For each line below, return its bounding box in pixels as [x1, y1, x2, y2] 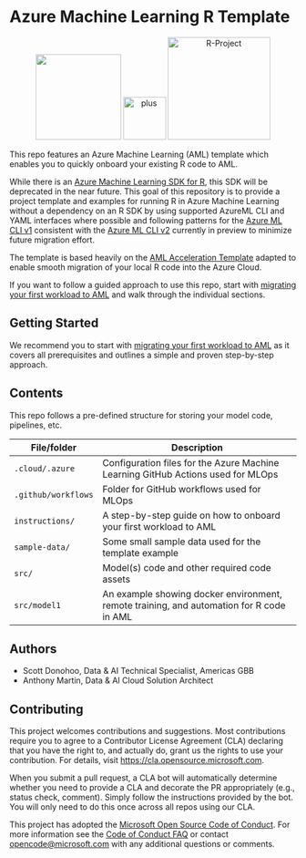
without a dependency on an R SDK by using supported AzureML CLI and [9, 205, 285, 216]
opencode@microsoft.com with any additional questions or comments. [9, 839, 275, 850]
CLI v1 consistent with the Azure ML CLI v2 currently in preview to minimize [9, 224, 292, 235]
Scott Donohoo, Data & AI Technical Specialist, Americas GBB [22, 666, 255, 677]
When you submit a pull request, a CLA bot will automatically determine [9, 772, 278, 783]
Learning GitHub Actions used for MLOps [102, 468, 279, 481]
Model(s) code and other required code [102, 561, 271, 574]
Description [171, 440, 223, 453]
